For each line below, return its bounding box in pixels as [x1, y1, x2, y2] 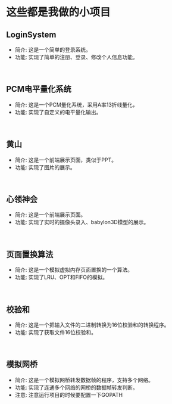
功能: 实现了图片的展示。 [14, 163, 76, 170]
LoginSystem [6, 29, 57, 39]
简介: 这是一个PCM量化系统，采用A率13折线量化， [14, 101, 138, 108]
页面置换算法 [6, 249, 54, 259]
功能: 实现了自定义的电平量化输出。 [14, 108, 102, 116]
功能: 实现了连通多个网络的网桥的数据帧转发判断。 [14, 384, 138, 391]
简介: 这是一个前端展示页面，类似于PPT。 [14, 156, 117, 163]
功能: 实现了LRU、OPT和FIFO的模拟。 [14, 274, 108, 281]
